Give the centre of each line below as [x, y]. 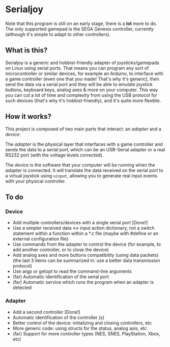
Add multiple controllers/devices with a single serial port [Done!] [80, 223]
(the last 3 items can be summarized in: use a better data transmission [86, 260]
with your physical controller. [36, 181]
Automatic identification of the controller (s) [59, 317]
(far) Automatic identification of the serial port [61, 277]
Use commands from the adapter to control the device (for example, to [87, 244]
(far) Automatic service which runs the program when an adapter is [83, 282]
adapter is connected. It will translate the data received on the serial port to [84, 170]
